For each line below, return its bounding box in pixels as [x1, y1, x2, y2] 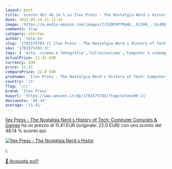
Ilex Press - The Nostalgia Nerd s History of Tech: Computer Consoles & [5, 117, 158, 123]
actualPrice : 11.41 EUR [5, 55, 56, 60]
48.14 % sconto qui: [5, 128, 47, 134]
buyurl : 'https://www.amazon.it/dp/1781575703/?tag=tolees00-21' [5, 93, 147, 98]
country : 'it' [5, 79, 36, 84]
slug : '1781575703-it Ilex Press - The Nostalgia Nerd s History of [5, 41, 155, 46]
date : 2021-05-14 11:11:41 [5, 17, 63, 22]
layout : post [5, 7, 33, 13]
